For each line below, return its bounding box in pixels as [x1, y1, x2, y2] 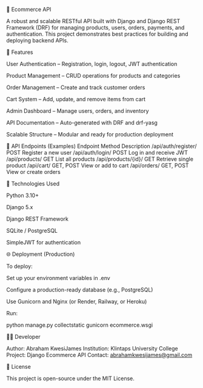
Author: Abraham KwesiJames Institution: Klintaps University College [6, 345, 179, 352]
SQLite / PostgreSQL [6, 227, 58, 234]
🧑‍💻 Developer [6, 333, 41, 340]
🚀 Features [6, 48, 33, 56]
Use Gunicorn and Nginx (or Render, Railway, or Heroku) [6, 298, 147, 305]
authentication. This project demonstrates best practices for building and [6, 30, 189, 38]
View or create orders [6, 169, 61, 175]
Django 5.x [6, 204, 33, 210]
